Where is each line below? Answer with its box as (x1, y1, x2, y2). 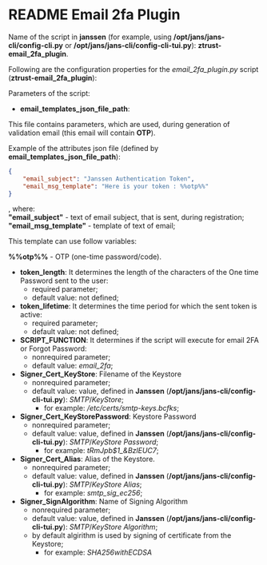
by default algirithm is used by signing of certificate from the (31, 531, 232, 540)
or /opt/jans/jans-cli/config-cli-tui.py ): (65, 40, 197, 50)
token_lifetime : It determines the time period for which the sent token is (19, 301, 257, 311)
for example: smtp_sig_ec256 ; (43, 488, 143, 498)
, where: (8, 204, 36, 213)
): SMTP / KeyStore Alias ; (62, 479, 142, 489)
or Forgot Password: (19, 344, 87, 353)
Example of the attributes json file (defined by (8, 143, 159, 153)
